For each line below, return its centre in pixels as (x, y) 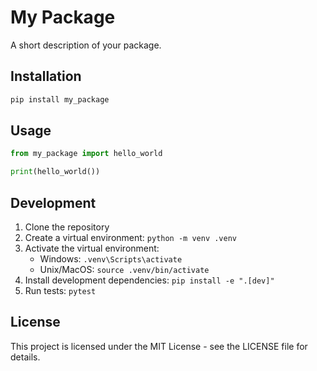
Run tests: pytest (60, 290)
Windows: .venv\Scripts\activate (111, 259)
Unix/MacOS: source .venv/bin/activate (124, 269)
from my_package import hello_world (86, 154)
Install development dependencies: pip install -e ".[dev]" (149, 280)
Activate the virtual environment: (92, 248)
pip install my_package (60, 99)
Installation (46, 76)
